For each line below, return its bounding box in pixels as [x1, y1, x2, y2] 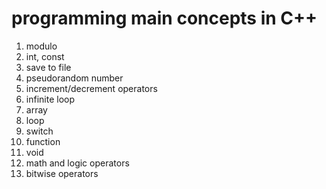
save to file [25, 61, 72, 73]
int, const [25, 50, 65, 62]
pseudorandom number [25, 72, 124, 84]
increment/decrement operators [25, 82, 158, 94]
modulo [25, 40, 58, 52]
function [25, 135, 61, 147]
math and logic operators [25, 157, 130, 169]
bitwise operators [25, 167, 99, 179]
